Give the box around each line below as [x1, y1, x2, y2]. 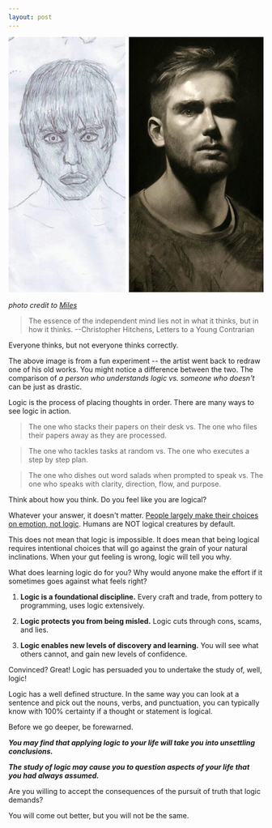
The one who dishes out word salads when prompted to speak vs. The [28, 470, 264, 480]
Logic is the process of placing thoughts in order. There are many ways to [8, 397, 255, 407]
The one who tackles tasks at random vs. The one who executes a [28, 446, 249, 455]
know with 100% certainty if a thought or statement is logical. [8, 706, 213, 716]
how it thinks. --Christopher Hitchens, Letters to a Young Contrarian [28, 324, 255, 334]
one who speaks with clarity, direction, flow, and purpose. [28, 479, 221, 489]
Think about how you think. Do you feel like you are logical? [8, 494, 207, 504]
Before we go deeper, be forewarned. [8, 722, 134, 732]
